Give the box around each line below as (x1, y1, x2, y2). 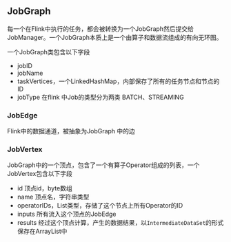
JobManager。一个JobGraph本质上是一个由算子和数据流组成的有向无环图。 (7, 33, 223, 41)
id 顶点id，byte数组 (17, 184, 72, 192)
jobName (17, 69, 43, 77)
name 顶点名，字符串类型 (17, 192, 90, 201)
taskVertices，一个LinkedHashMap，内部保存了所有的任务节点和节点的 (17, 77, 220, 85)
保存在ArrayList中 (17, 227, 68, 236)
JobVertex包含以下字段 (7, 170, 72, 178)
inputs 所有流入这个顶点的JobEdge (17, 210, 117, 219)
